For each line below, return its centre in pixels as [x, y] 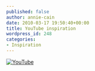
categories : [21, 39]
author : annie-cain [30, 17]
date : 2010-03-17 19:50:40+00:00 [48, 23]
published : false [28, 12]
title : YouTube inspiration [41, 28]
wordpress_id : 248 [29, 34]
